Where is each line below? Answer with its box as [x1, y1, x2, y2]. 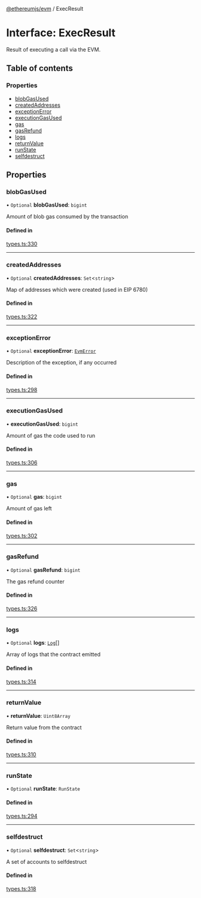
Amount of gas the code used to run [6, 432, 96, 439]
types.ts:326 [6, 605, 38, 612]
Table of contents [6, 63, 73, 74]
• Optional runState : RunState [6, 785, 81, 792]
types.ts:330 [6, 240, 38, 247]
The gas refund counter [6, 577, 65, 585]
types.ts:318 [6, 885, 36, 893]
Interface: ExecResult [6, 26, 115, 40]
